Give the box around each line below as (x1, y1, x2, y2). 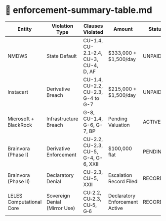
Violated (83, 28, 104, 35)
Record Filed (108, 178, 137, 185)
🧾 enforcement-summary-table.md (5, 4, 152, 16)
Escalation (108, 171, 132, 178)
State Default (46, 52, 77, 59)
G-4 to (83, 94, 100, 101)
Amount (113, 25, 133, 32)
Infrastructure (46, 115, 79, 122)
